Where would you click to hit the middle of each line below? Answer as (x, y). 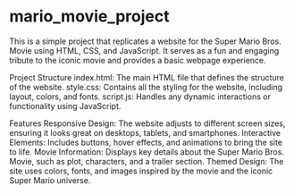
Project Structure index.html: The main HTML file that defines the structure (147, 77)
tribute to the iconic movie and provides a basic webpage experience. (138, 60)
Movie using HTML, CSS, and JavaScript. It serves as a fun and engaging (144, 50)
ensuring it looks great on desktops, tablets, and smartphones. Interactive (145, 132)
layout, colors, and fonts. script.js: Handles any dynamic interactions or (140, 97)
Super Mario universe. (50, 180)
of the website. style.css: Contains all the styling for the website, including (146, 87)
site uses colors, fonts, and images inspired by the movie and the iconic (141, 171)
